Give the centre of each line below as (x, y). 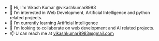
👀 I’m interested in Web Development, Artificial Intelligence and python (80, 13)
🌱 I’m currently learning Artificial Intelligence (54, 23)
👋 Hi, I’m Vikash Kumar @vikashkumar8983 (53, 7)
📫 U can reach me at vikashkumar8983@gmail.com (62, 33)
